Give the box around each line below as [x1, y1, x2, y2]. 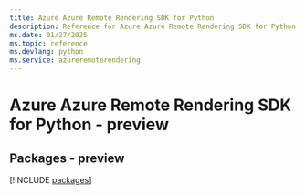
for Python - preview [9, 115, 169, 135]
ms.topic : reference [9, 38, 89, 48]
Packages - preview [9, 150, 125, 166]
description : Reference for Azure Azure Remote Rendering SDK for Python [9, 22, 297, 31]
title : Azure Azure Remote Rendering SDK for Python [9, 13, 215, 23]
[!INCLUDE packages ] [9, 175, 92, 185]
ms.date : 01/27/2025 [9, 30, 89, 39]
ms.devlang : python [9, 47, 84, 56]
